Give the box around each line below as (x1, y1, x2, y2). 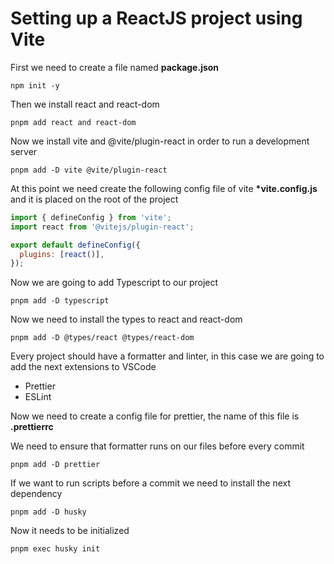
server (10, 145, 38, 157)
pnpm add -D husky (10, 507, 87, 517)
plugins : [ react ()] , (19, 249, 105, 259)
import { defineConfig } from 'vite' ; (10, 212, 172, 222)
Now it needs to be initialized (10, 525, 130, 537)
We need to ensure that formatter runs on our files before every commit (10, 440, 305, 452)
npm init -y (10, 80, 60, 91)
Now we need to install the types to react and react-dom (10, 313, 243, 326)
